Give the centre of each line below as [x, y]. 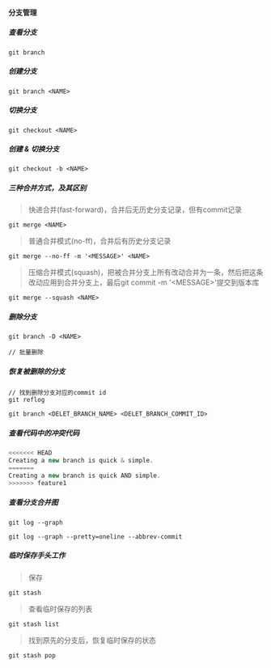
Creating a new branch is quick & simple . [81, 461]
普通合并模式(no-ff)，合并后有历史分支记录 [100, 241]
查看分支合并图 [33, 502]
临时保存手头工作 [37, 556]
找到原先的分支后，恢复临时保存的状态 [92, 640]
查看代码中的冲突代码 [44, 433]
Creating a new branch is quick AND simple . [85, 476]
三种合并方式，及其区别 [47, 188]
